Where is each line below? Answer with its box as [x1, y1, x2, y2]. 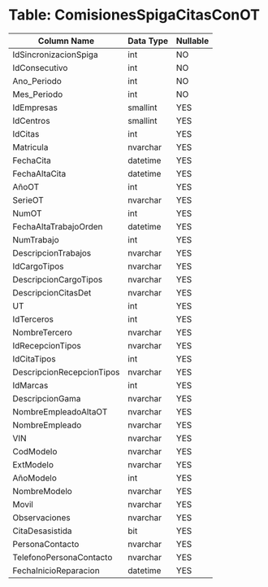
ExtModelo [12, 458, 54, 470]
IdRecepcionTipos [12, 339, 81, 351]
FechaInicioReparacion [12, 564, 100, 576]
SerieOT [12, 194, 45, 205]
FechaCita [12, 155, 51, 166]
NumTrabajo [12, 234, 59, 245]
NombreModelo [12, 485, 73, 497]
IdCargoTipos [12, 261, 64, 272]
